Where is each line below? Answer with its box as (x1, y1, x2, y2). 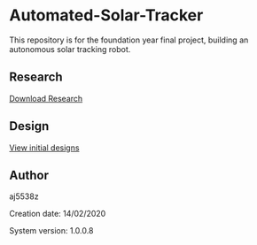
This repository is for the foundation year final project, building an (9, 34, 249, 45)
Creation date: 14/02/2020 (9, 209, 106, 219)
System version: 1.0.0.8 (9, 226, 94, 236)
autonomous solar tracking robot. (9, 43, 131, 54)
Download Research (9, 93, 83, 103)
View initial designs (9, 142, 80, 153)
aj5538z (9, 191, 39, 202)
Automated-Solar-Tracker (9, 5, 204, 26)
